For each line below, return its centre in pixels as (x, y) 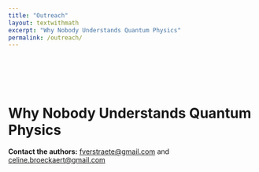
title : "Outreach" (38, 15)
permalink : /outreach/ (45, 37)
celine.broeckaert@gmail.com (57, 160)
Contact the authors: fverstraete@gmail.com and (89, 151)
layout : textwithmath (44, 23)
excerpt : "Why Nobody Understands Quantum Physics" (94, 30)
